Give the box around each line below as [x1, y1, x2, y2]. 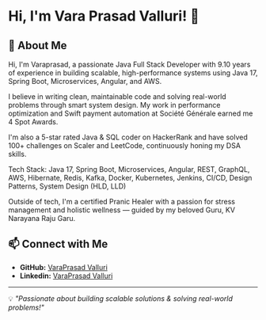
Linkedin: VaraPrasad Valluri [19, 271, 113, 280]
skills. [8, 150, 27, 158]
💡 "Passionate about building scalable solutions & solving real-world [8, 293, 234, 303]
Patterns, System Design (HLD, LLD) [8, 181, 127, 191]
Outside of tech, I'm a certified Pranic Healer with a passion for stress [8, 197, 236, 206]
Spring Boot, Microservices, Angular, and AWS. [8, 77, 162, 86]
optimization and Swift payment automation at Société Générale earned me [8, 109, 253, 118]
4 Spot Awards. [8, 117, 59, 126]
